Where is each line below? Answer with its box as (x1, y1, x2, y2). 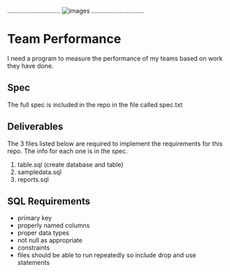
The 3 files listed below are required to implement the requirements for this (7, 139, 223, 148)
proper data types (17, 229, 70, 237)
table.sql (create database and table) (17, 160, 124, 169)
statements (17, 259, 50, 267)
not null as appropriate (17, 236, 82, 245)
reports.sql (17, 175, 49, 183)
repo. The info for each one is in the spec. (7, 147, 128, 155)
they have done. (7, 62, 54, 70)
